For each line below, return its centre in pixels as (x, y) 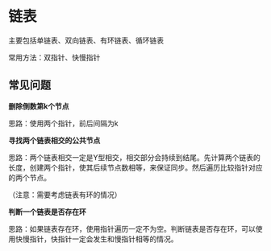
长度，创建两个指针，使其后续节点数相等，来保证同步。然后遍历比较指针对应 (135, 167)
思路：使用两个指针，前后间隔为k (63, 123)
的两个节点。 (29, 177)
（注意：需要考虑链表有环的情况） (65, 195)
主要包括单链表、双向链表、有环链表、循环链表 (86, 40)
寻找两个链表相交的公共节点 (54, 140)
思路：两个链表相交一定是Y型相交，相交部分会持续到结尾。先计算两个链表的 (134, 157)
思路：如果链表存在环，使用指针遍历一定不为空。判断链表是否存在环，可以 (132, 228)
